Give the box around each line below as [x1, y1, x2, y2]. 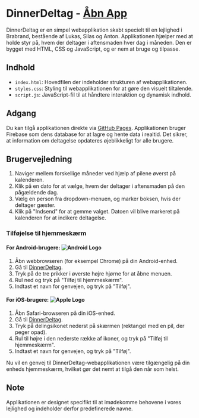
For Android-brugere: [6, 244, 61, 251]
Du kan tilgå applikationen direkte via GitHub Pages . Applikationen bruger [6, 124, 186, 131]
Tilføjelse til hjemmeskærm [6, 229, 87, 237]
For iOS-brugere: [6, 296, 49, 304]
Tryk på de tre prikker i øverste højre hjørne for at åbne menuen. [14, 270, 172, 277]
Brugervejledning [6, 154, 72, 164]
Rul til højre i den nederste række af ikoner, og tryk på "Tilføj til [14, 335, 168, 342]
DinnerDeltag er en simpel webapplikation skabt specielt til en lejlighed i [6, 26, 182, 33]
